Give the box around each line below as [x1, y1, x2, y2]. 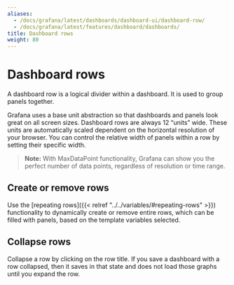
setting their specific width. [7, 141, 86, 150]
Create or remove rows [7, 182, 110, 194]
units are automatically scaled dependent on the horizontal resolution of [7, 126, 215, 134]
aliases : [7, 10, 33, 18]
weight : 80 [7, 37, 39, 44]
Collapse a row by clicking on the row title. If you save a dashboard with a [7, 254, 220, 263]
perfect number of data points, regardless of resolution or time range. [24, 162, 226, 171]
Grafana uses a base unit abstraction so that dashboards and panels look [7, 111, 219, 119]
